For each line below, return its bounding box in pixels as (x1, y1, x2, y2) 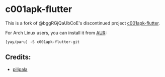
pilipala (12, 66, 28, 72)
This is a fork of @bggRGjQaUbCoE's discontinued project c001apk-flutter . (5, 20, 160, 26)
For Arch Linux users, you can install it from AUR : (5, 29, 107, 35)
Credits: (5, 53, 31, 61)
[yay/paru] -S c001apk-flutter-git (5, 39, 80, 44)
